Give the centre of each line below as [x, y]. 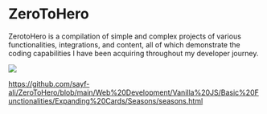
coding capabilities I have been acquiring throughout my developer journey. [133, 53]
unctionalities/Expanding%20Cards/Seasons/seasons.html [106, 100]
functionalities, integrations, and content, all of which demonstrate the [124, 44]
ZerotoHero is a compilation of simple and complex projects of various [125, 36]
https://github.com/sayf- [49, 83]
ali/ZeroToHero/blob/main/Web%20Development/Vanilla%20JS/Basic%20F [133, 92]
